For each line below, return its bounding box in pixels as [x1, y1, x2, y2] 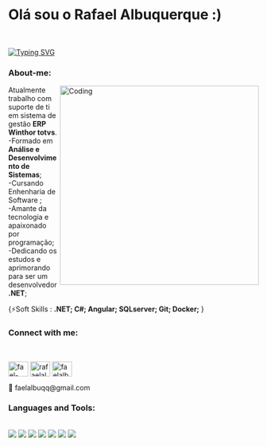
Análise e [8, 145, 40, 155]
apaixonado [8, 221, 47, 230]
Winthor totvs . [8, 127, 57, 137]
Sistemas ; [8, 170, 42, 180]
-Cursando [8, 178, 44, 188]
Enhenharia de [8, 187, 56, 197]
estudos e [8, 255, 41, 264]
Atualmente [8, 85, 46, 95]
